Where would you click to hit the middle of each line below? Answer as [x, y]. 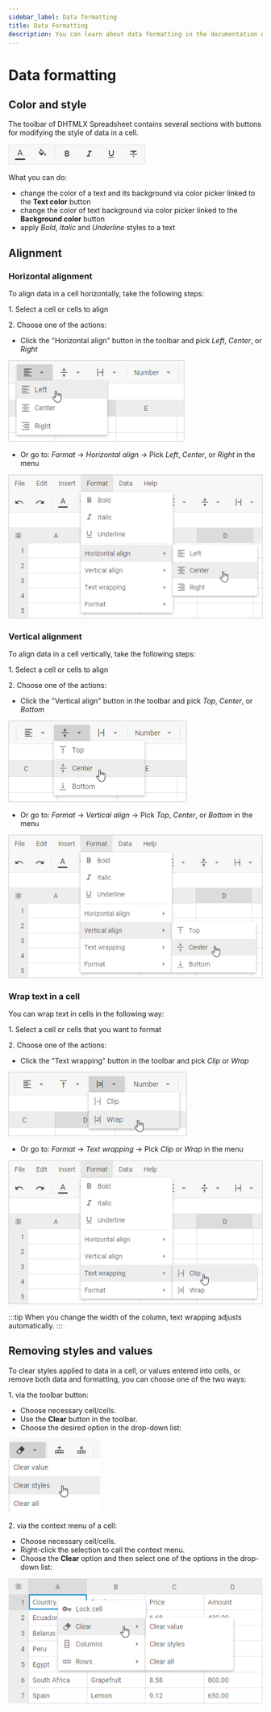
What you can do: [38, 178]
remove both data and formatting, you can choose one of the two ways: [127, 1379]
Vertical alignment [45, 636]
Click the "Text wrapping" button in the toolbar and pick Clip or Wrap [134, 1061]
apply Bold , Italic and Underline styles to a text [98, 228]
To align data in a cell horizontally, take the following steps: [106, 294]
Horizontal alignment [50, 276]
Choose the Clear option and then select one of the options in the [129, 1558]
